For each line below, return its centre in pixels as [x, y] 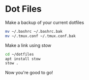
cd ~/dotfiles [20, 54]
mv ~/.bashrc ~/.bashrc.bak [34, 31]
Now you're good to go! [29, 73]
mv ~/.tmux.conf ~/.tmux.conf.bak [41, 36]
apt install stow [23, 59]
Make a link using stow [28, 45]
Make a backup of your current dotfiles [45, 22]
